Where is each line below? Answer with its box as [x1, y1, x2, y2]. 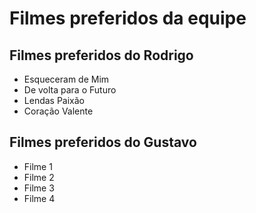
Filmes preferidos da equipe [9, 7, 247, 30]
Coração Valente [23, 105, 94, 117]
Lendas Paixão [23, 95, 85, 106]
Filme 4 [23, 192, 56, 204]
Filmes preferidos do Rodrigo [9, 47, 194, 64]
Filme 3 [23, 182, 55, 194]
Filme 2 [23, 171, 55, 183]
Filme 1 [23, 160, 53, 172]
